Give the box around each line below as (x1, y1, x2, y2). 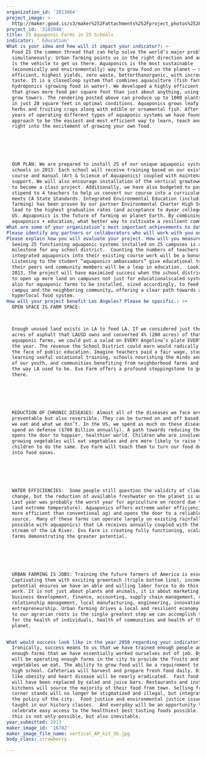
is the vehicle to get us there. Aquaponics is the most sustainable (12, 60, 193, 66)
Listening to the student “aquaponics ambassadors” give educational (12, 259, 193, 265)
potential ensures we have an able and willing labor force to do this (12, 582, 199, 589)
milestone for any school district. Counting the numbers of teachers (12, 247, 199, 253)
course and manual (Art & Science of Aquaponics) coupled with (12, 173, 177, 179)
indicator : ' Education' (6, 37, 70, 44)
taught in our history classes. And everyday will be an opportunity (12, 702, 196, 708)
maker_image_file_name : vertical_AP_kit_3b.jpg (6, 731, 131, 737)
